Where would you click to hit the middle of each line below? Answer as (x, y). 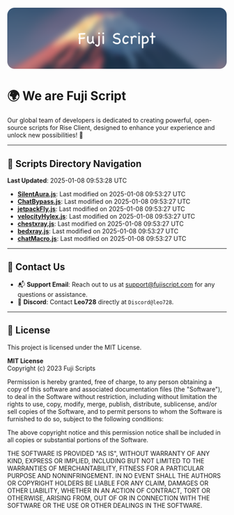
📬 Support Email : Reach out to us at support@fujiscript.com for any (116, 284)
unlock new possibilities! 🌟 (45, 135)
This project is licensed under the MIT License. (75, 347)
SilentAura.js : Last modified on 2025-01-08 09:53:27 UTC (101, 194)
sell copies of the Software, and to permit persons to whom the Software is (115, 411)
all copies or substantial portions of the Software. (78, 440)
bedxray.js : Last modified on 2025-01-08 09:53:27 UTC (98, 231)
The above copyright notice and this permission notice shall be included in (114, 432)
